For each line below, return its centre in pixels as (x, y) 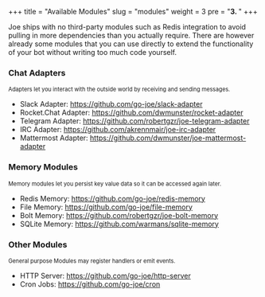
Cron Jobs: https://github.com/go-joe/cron (90, 284)
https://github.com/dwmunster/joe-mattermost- (168, 138)
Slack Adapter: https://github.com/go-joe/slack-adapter (111, 104)
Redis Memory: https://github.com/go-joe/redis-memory (112, 198)
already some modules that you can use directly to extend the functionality (131, 44)
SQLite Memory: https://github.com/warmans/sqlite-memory (119, 224)
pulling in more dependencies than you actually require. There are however (131, 35)
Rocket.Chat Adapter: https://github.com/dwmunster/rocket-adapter (131, 113)
